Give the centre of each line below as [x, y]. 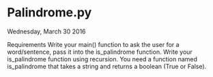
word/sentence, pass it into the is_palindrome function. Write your [100, 52]
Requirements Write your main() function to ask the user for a [93, 44]
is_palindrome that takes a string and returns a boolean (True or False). [107, 66]
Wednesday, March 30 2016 [47, 31]
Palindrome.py [49, 13]
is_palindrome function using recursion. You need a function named [102, 59]
